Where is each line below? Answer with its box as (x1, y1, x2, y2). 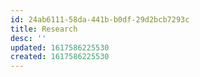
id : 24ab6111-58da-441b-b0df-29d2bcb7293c (10, 14, 190, 25)
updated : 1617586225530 (10, 42, 110, 53)
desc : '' (10, 33, 47, 43)
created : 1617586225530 (10, 52, 110, 62)
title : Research (10, 24, 78, 34)
